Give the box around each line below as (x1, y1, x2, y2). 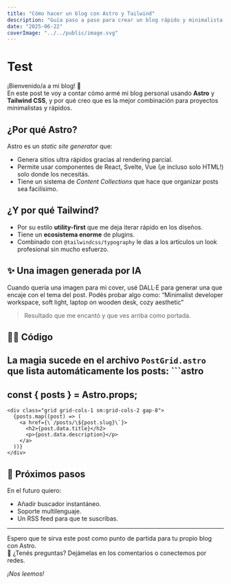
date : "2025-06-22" (7, 23, 63, 30)
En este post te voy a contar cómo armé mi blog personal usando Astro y (7, 89, 214, 97)
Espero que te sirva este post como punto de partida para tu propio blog (7, 534, 212, 543)
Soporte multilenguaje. (16, 507, 82, 516)
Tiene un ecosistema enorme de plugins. (16, 230, 135, 239)
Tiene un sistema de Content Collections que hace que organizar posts (16, 177, 219, 185)
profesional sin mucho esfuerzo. (16, 245, 109, 253)
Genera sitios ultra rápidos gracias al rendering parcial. (16, 156, 173, 163)
